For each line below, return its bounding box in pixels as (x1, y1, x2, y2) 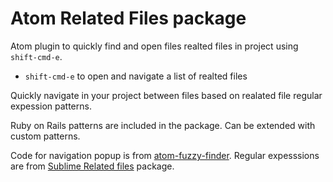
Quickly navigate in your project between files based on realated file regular (10, 89, 323, 101)
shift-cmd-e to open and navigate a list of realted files (24, 70, 248, 82)
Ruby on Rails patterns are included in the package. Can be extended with (10, 119, 316, 131)
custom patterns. (10, 130, 81, 142)
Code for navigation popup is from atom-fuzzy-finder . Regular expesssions (10, 149, 320, 161)
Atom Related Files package (10, 7, 247, 30)
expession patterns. (10, 100, 92, 112)
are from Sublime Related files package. (10, 160, 175, 172)
